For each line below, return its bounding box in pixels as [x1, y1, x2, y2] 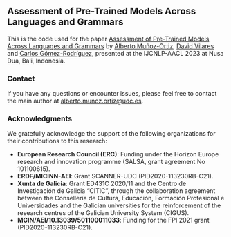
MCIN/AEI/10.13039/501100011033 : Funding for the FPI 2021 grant [17, 216, 210, 225]
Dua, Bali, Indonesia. [7, 56, 66, 65]
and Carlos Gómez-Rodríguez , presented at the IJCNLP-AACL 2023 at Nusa [7, 49, 224, 57]
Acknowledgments [7, 114, 73, 123]
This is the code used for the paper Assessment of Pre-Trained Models [7, 34, 210, 43]
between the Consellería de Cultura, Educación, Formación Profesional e [17, 194, 225, 203]
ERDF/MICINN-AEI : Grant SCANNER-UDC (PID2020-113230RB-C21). [17, 172, 214, 181]
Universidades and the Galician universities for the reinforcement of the [17, 201, 221, 209]
